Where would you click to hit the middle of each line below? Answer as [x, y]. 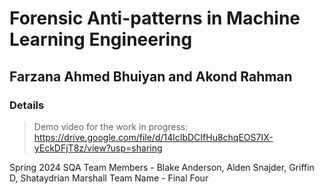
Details [27, 105]
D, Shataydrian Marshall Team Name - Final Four [109, 178]
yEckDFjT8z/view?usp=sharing [98, 148]
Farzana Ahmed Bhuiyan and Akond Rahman [151, 76]
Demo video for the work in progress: [111, 126]
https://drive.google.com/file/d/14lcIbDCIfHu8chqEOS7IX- [153, 137]
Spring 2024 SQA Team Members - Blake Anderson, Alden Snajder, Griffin [162, 167]
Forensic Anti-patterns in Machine [155, 18]
